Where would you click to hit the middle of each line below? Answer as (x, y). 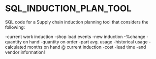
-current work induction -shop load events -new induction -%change (75, 37)
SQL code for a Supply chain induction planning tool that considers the (77, 22)
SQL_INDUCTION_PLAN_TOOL (68, 9)
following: (15, 27)
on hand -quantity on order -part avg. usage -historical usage (85, 41)
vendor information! (25, 52)
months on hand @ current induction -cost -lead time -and (87, 47)
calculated (16, 47)
